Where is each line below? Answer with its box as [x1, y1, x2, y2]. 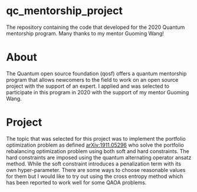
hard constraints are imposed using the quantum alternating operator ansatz [6, 154, 192, 161]
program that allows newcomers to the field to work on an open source [6, 76, 179, 83]
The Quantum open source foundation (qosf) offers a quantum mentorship [6, 69, 187, 77]
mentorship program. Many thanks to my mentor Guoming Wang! [6, 29, 164, 37]
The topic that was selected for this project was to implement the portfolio [6, 135, 186, 142]
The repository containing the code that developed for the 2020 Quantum [6, 24, 185, 31]
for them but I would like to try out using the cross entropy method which [6, 173, 183, 180]
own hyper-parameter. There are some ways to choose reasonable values [6, 166, 186, 173]
